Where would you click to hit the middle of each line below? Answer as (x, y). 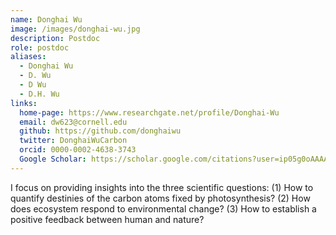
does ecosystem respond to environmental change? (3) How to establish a (163, 208)
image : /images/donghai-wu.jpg (75, 29)
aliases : (28, 57)
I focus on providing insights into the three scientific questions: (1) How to (162, 187)
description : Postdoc (55, 38)
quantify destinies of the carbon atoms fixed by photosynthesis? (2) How (160, 198)
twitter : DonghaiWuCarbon (73, 141)
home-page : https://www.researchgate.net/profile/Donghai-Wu (149, 112)
